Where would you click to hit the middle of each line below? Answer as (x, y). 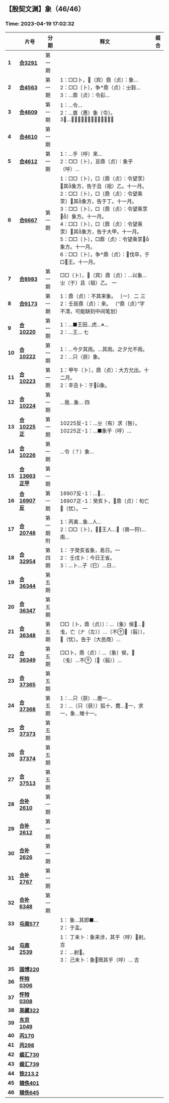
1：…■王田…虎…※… (84, 324)
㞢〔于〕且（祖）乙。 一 (89, 283)
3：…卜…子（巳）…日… (88, 565)
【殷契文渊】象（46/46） (45, 9)
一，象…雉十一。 (80, 713)
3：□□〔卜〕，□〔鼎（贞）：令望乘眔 (104, 209)
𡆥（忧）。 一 (74, 508)
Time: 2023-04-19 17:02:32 (40, 24)
